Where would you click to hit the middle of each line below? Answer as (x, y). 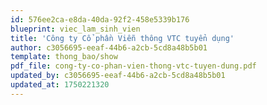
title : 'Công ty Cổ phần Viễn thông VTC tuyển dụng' (122, 38)
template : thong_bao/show (64, 57)
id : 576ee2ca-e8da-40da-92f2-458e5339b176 (100, 19)
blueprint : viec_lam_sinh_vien (75, 29)
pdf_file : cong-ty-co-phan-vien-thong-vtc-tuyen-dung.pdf (133, 66)
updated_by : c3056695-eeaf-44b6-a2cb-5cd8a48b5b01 (118, 76)
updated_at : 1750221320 (60, 85)
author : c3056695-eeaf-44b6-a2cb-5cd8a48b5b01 (109, 47)
